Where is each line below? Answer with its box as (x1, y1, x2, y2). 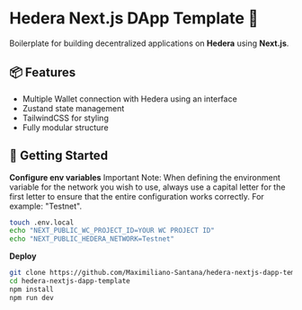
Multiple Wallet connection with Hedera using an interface (22, 93, 238, 104)
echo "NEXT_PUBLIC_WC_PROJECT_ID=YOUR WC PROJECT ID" (9, 226, 216, 235)
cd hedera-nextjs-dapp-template (9, 277, 130, 286)
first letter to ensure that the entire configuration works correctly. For (9, 190, 265, 201)
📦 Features (9, 65, 76, 80)
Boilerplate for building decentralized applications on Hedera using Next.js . (9, 38, 289, 49)
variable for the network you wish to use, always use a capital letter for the (9, 182, 286, 192)
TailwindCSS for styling (22, 112, 110, 123)
